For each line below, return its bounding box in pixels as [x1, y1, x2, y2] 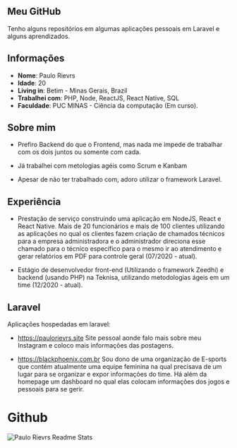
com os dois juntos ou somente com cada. [17, 148, 141, 156]
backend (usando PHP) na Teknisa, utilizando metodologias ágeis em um [17, 273, 230, 282]
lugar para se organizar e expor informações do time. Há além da [17, 370, 207, 379]
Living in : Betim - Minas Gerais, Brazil [17, 86, 128, 95]
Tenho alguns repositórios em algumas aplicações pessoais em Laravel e [7, 24, 220, 33]
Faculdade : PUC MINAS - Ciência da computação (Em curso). [17, 101, 199, 110]
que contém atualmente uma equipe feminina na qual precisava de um [17, 362, 222, 371]
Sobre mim [7, 122, 56, 134]
